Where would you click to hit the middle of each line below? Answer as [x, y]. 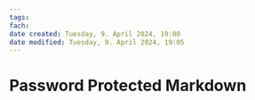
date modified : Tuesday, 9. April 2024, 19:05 [97, 42]
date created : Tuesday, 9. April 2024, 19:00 [95, 34]
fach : [19, 26]
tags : [19, 17]
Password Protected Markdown [128, 86]
